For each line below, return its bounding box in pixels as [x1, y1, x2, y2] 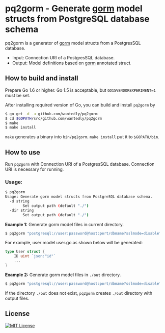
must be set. [5, 92, 30, 98]
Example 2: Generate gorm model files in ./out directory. [5, 272, 121, 278]
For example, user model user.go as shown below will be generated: [5, 240, 143, 246]
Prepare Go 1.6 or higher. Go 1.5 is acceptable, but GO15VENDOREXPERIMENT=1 [5, 87, 156, 93]
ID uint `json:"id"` [14, 254, 56, 259]
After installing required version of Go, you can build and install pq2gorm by [5, 102, 156, 108]
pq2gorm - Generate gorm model [5, 3, 143, 14]
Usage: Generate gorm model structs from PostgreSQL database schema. [5, 194, 153, 199]
